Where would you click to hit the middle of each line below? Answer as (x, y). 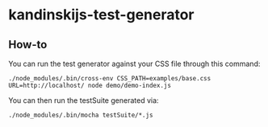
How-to (28, 45)
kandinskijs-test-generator (102, 15)
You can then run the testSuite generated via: (84, 100)
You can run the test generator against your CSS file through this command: (134, 63)
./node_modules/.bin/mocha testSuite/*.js (81, 115)
